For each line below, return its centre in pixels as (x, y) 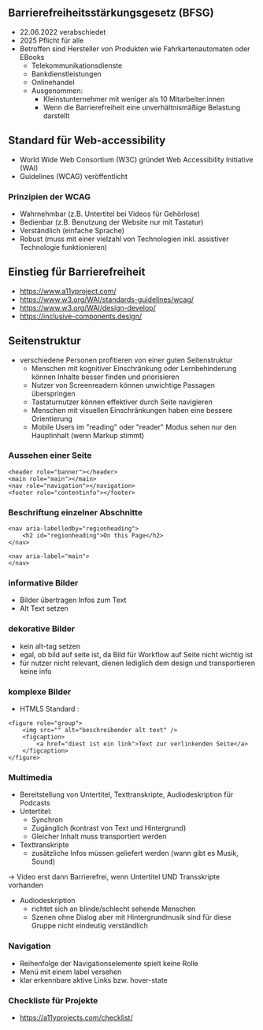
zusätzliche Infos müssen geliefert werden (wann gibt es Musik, (135, 853)
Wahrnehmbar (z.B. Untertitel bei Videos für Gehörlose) (110, 214)
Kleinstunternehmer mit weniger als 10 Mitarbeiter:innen (134, 99)
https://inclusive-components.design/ (81, 316)
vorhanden (26, 885)
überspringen (53, 393)
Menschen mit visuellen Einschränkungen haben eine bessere (132, 410)
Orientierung (52, 418)
